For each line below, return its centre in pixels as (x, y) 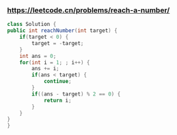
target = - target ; (58, 43)
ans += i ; (45, 69)
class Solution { (32, 25)
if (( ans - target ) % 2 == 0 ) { (76, 94)
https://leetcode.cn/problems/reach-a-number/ (88, 10)
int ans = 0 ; (38, 56)
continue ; (57, 81)
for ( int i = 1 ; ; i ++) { (55, 62)
